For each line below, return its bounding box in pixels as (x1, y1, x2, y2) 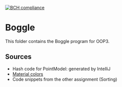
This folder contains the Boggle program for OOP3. (5, 38, 110, 44)
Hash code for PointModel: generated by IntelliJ (12, 66, 111, 72)
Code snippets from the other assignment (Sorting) (12, 76, 118, 82)
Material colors (12, 71, 43, 77)
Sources (5, 52, 32, 61)
